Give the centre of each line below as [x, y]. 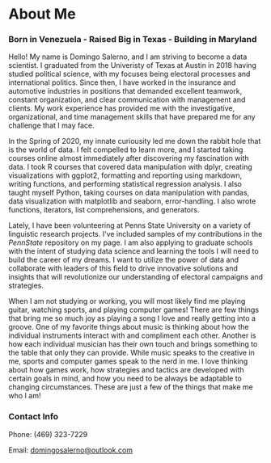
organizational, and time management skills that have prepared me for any [132, 117]
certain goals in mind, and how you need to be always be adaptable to [125, 379]
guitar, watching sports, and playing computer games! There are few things [134, 310]
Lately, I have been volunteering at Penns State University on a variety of [129, 225]
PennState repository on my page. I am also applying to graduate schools [131, 242]
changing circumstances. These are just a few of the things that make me [131, 387]
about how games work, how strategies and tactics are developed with [126, 370]
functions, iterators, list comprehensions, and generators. [104, 210]
